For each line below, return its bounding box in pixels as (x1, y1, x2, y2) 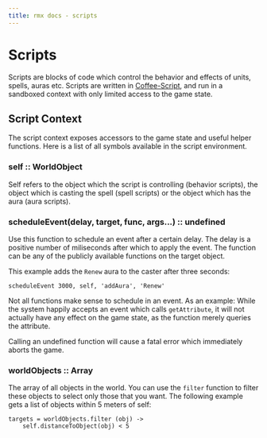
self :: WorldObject (8, 161, 83, 172)
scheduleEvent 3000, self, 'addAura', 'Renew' (8, 281, 165, 290)
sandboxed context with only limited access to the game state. (8, 89, 213, 99)
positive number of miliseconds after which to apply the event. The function (8, 242, 257, 252)
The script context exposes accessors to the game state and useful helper (8, 133, 252, 143)
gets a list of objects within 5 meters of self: (8, 400, 152, 409)
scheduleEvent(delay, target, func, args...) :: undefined (8, 216, 226, 227)
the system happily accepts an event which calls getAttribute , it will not (8, 304, 245, 314)
